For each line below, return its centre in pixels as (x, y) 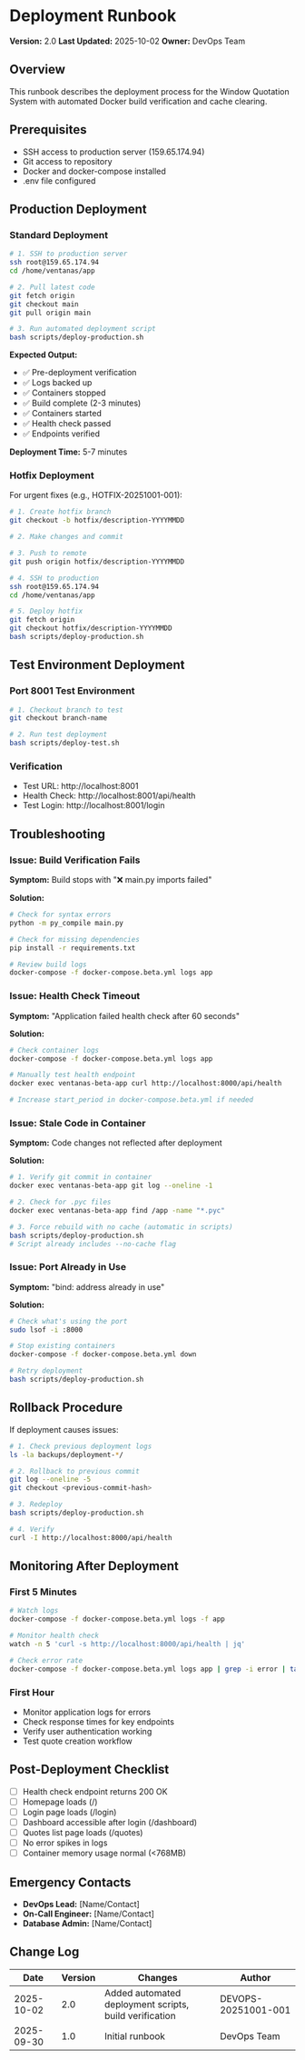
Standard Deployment (59, 235)
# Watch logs (34, 1611)
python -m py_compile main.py (67, 923)
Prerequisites (48, 130)
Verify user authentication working (87, 1731)
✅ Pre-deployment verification (79, 373)
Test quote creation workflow (78, 1741)
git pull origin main (50, 313)
